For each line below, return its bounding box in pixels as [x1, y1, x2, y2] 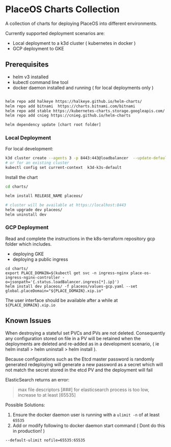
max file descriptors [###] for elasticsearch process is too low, [17, 386, 149, 393]
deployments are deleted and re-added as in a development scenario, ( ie [5, 341, 159, 347]
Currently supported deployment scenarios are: [5, 30, 105, 36]
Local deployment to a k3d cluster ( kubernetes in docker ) [12, 40, 136, 46]
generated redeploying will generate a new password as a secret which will [5, 361, 163, 367]
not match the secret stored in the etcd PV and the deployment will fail [5, 367, 153, 373]
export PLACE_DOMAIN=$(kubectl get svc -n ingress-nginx [5, 271, 129, 276]
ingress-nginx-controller [5, 275, 60, 280]
